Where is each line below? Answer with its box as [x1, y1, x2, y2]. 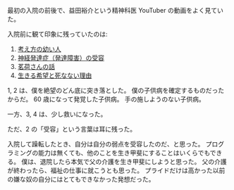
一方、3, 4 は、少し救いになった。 [7, 110, 107, 118]
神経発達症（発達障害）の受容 [17, 53, 104, 62]
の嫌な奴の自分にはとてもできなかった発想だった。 [7, 175, 155, 183]
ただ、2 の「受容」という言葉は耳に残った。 [7, 125, 137, 133]
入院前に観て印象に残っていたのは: [7, 30, 108, 38]
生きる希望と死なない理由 [17, 71, 92, 80]
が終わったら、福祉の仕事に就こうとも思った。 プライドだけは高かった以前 [7, 166, 226, 175]
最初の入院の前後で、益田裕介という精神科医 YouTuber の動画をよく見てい [7, 6, 223, 14]
